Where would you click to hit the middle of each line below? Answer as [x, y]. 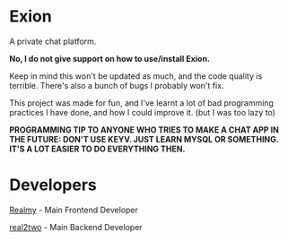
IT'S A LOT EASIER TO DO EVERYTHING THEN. [97, 149]
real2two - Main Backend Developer [76, 227]
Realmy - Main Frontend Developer [74, 210]
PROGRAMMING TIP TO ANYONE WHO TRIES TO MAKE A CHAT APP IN [144, 129]
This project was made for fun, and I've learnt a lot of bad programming [141, 103]
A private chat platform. [53, 41]
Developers [53, 185]
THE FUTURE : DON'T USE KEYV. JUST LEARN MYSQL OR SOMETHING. [144, 139]
